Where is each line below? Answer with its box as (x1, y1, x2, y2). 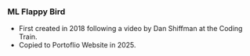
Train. (18, 32, 38, 41)
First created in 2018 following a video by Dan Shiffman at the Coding (18, 24, 243, 33)
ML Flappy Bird (7, 6, 66, 17)
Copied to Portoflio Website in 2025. (18, 40, 136, 50)
